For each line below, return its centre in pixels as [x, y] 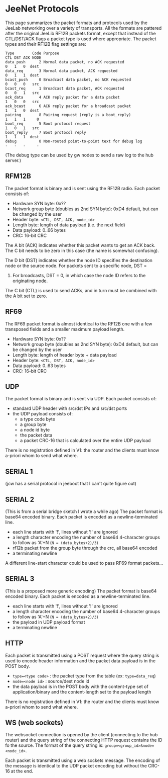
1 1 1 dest [22, 137]
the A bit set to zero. [26, 296]
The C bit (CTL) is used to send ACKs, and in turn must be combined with [81, 290]
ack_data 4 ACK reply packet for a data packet [63, 97]
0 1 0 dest [22, 66]
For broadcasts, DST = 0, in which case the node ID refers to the [79, 275]
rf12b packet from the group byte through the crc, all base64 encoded [85, 548]
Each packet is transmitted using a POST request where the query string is [82, 655]
